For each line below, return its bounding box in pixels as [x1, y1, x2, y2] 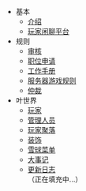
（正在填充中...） [27, 174, 83, 184]
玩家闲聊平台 [27, 27, 69, 36]
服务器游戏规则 [27, 76, 77, 85]
